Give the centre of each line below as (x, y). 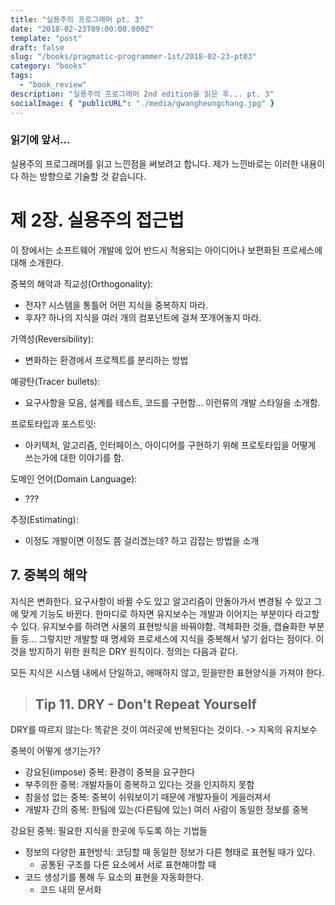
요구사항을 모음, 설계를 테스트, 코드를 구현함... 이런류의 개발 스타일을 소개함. (172, 402)
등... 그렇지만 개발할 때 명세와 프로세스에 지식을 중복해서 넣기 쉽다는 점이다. (167, 638)
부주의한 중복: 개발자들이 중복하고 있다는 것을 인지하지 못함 (139, 785)
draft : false (37, 47)
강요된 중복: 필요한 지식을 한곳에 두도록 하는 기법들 (109, 831)
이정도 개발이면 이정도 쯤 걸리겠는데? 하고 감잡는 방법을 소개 (142, 540)
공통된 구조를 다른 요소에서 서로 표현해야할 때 (128, 865)
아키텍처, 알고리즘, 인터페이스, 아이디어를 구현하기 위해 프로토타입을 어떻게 (170, 445)
